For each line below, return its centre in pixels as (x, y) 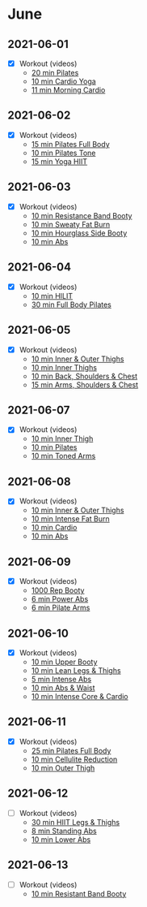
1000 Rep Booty (58, 590)
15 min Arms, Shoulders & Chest (85, 384)
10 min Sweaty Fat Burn (71, 224)
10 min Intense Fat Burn (70, 519)
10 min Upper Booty (64, 662)
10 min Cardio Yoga (63, 81)
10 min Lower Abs (61, 839)
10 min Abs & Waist (63, 688)
